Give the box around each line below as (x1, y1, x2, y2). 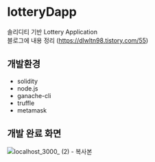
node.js (16, 84, 39, 93)
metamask (16, 106, 47, 114)
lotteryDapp (7, 4, 77, 20)
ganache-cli (16, 91, 51, 100)
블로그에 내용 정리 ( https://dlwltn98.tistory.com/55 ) (7, 36, 149, 45)
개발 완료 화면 (7, 128, 62, 139)
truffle (16, 99, 35, 107)
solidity (16, 77, 38, 85)
